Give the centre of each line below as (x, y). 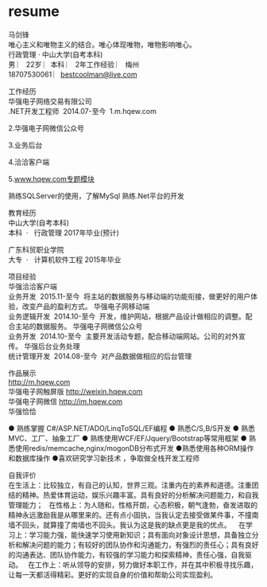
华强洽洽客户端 (33, 286)
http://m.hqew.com (39, 382)
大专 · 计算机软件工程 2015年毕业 (65, 259)
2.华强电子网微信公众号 (46, 128)
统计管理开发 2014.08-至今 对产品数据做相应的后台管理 (100, 356)
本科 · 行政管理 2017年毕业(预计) (64, 233)
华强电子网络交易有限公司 (50, 101)
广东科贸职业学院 (36, 249)
